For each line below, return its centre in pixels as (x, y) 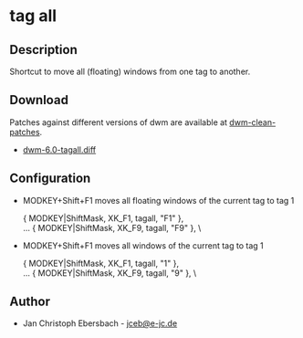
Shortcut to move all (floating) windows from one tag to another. (130, 71)
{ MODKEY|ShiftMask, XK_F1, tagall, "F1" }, (103, 218)
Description (43, 50)
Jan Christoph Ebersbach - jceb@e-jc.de (100, 323)
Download (39, 100)
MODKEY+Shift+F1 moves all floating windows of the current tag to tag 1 (158, 200)
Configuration (50, 179)
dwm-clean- (253, 122)
